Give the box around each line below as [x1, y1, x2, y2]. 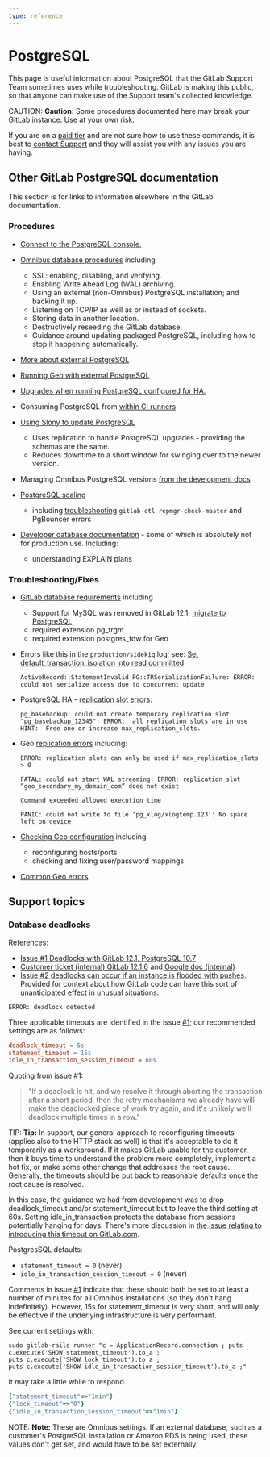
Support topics [8, 895, 85, 908]
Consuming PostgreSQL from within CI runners [19, 401, 177, 411]
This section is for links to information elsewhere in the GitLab [8, 192, 214, 202]
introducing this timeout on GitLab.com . [8, 1229, 139, 1239]
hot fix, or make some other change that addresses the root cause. [8, 1163, 231, 1172]
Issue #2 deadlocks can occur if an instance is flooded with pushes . [19, 970, 247, 980]
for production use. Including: [19, 538, 118, 548]
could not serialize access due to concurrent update [19, 680, 205, 688]
